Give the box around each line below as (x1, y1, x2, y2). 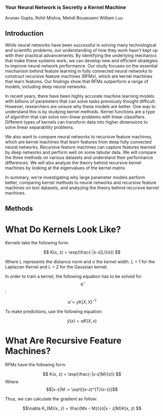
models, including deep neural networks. (5, 84, 87, 89)
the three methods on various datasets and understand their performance (5, 154, 153, 160)
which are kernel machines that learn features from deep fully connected (5, 139, 152, 145)
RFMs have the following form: (5, 362, 67, 368)
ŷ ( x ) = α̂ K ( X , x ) (67, 318, 97, 324)
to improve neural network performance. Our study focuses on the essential (5, 63, 158, 69)
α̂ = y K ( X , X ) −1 (67, 298, 97, 305)
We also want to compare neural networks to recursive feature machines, (5, 134, 153, 140)
